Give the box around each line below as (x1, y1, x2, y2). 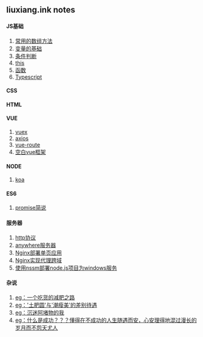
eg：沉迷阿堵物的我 (15, 309, 65, 316)
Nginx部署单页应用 (15, 249, 62, 256)
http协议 (15, 233, 36, 241)
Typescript (15, 73, 42, 81)
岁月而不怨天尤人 (15, 324, 58, 331)
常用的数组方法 (15, 37, 53, 44)
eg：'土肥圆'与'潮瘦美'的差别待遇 (15, 301, 98, 309)
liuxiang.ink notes (6, 5, 76, 15)
